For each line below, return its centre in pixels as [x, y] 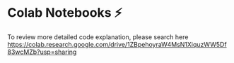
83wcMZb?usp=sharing [42, 52]
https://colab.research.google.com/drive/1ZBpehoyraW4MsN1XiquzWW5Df [117, 44]
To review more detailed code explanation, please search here [98, 37]
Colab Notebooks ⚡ [65, 13]
